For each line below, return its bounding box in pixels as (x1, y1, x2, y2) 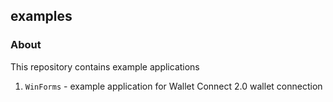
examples (10, 8, 73, 25)
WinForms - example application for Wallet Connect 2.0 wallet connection (24, 80, 323, 92)
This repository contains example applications (10, 60, 200, 73)
